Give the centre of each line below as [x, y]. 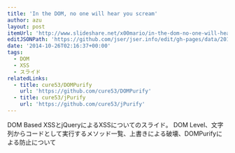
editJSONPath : [28, 40]
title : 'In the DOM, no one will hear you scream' [83, 14]
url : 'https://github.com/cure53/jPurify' [83, 104]
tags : [15, 53]
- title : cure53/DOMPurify [53, 85]
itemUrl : [20, 33]
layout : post [26, 26]
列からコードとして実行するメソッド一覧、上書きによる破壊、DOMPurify [112, 134]
